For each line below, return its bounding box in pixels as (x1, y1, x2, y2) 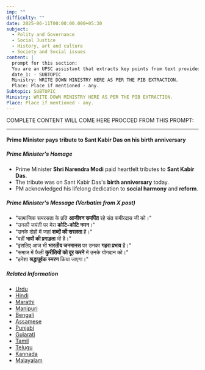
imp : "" (6, 9, 26, 15)
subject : (6, 26, 29, 32)
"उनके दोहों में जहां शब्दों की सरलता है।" (15, 228, 93, 236)
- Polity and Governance (12, 32, 75, 38)
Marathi (15, 299, 35, 306)
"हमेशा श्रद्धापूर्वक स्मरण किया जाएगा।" (15, 256, 89, 263)
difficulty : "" (6, 15, 45, 21)
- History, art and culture (12, 43, 84, 49)
